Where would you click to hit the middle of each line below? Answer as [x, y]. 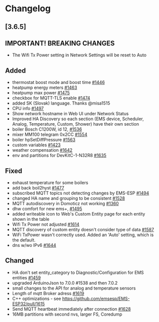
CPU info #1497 [28, 108]
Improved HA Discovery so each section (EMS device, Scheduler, [78, 119]
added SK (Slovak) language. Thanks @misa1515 [61, 103]
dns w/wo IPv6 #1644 [34, 245]
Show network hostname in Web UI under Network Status [70, 114]
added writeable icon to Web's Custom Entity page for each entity [79, 214]
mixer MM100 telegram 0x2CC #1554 [50, 134]
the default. [24, 240]
